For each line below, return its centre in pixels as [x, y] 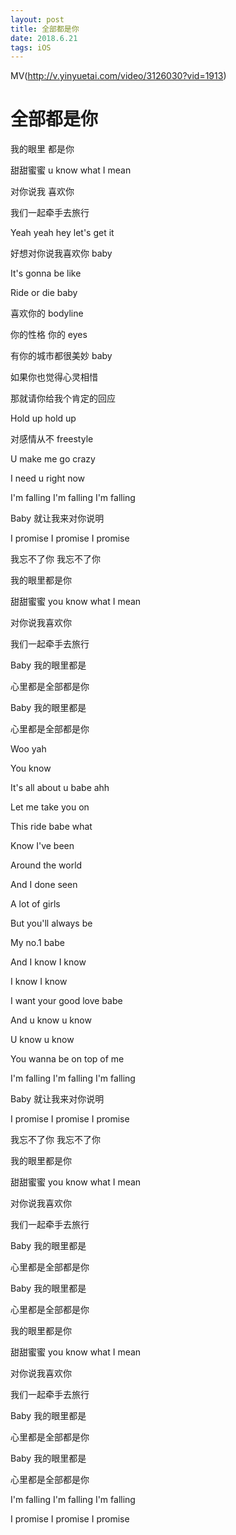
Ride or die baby [44, 293]
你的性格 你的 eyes [49, 335]
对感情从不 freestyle [52, 439]
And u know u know [51, 1020]
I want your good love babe [66, 1001]
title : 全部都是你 [45, 29]
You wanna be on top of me [67, 1059]
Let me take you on [50, 807]
